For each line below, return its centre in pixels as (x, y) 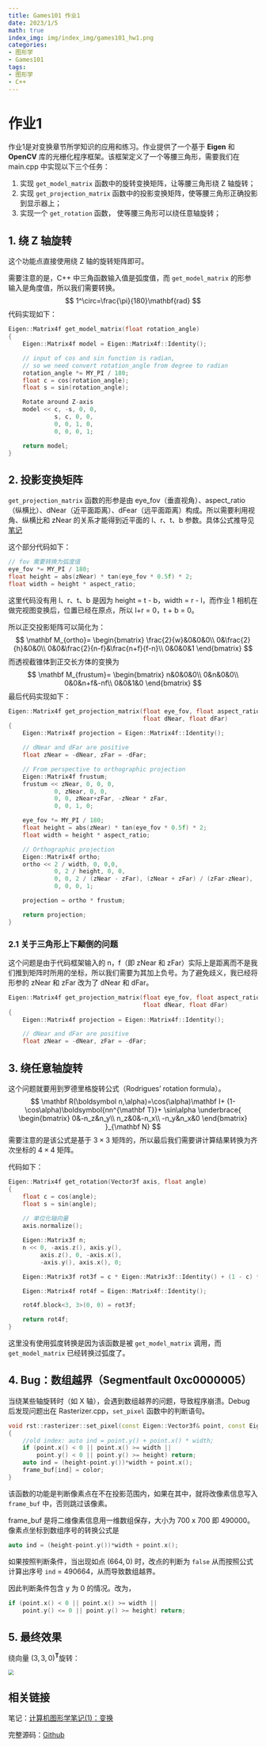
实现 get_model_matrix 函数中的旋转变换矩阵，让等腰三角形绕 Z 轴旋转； (137, 184)
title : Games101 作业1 (44, 15)
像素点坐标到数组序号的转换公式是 (64, 1530)
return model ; (46, 446)
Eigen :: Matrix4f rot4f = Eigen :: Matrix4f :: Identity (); (115, 1291)
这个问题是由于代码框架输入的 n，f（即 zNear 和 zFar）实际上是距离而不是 (129, 963)
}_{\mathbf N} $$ (133, 1127)
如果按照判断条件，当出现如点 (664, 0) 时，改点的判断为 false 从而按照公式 (131, 1561)
